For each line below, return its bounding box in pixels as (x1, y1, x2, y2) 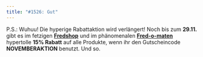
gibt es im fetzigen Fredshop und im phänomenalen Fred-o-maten (6, 32, 173, 39)
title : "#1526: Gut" (6, 8, 59, 15)
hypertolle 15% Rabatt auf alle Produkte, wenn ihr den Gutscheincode (6, 38, 181, 45)
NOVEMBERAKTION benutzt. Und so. (6, 45, 101, 52)
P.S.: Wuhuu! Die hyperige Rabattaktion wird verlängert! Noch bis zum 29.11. (6, 25, 198, 33)
